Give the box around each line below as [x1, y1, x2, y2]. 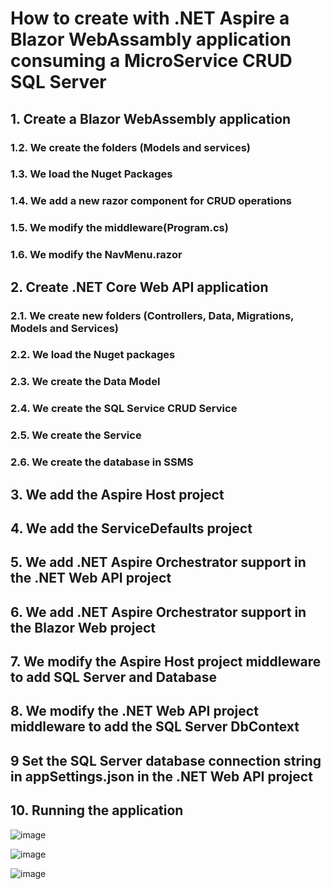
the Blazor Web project [10, 619, 156, 636]
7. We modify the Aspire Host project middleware [10, 653, 322, 671]
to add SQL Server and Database [10, 669, 218, 686]
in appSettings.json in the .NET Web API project [10, 768, 313, 785]
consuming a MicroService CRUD [10, 50, 293, 72]
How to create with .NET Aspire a [10, 7, 290, 30]
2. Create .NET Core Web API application [10, 278, 269, 296]
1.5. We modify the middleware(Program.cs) [10, 221, 229, 235]
